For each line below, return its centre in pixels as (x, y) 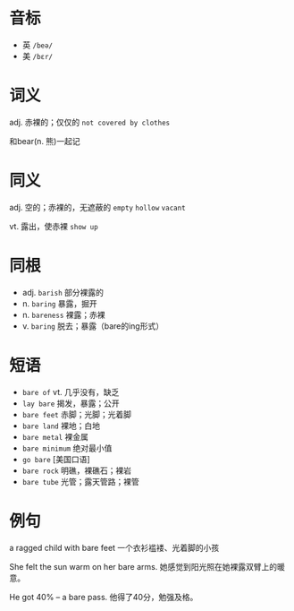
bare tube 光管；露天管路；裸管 (81, 481)
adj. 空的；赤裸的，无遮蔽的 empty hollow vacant (97, 207)
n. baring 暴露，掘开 (59, 303)
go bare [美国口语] (56, 459)
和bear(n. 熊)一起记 (45, 141)
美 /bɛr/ (38, 56)
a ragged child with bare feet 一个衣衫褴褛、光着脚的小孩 (114, 547)
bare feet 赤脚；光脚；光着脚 (77, 414)
